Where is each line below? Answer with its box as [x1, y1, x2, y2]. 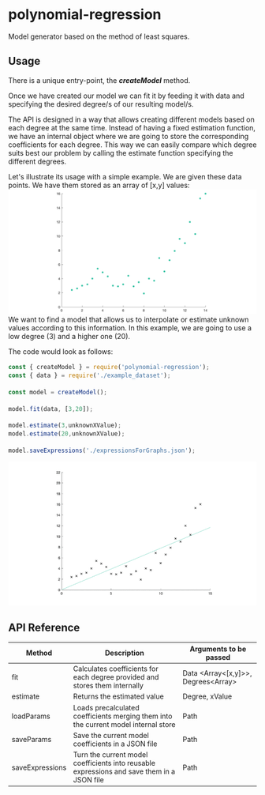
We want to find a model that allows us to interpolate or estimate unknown [8, 315, 249, 325]
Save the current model [73, 730, 150, 740]
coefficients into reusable [73, 759, 156, 768]
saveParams [11, 735, 52, 744]
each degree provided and [73, 673, 159, 682]
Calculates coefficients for [73, 664, 159, 673]
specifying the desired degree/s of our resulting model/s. [8, 99, 194, 108]
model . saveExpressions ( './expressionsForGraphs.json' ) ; [8, 446, 196, 454]
